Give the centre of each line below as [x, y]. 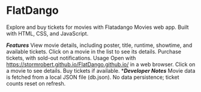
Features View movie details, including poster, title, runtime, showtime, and [99, 45]
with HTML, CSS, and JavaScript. [47, 33]
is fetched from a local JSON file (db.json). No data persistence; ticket [93, 77]
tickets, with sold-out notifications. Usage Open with [71, 58]
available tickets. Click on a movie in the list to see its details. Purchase [94, 51]
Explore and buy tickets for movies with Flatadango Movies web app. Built [97, 27]
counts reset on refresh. [36, 83]
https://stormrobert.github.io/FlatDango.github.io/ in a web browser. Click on [101, 64]
